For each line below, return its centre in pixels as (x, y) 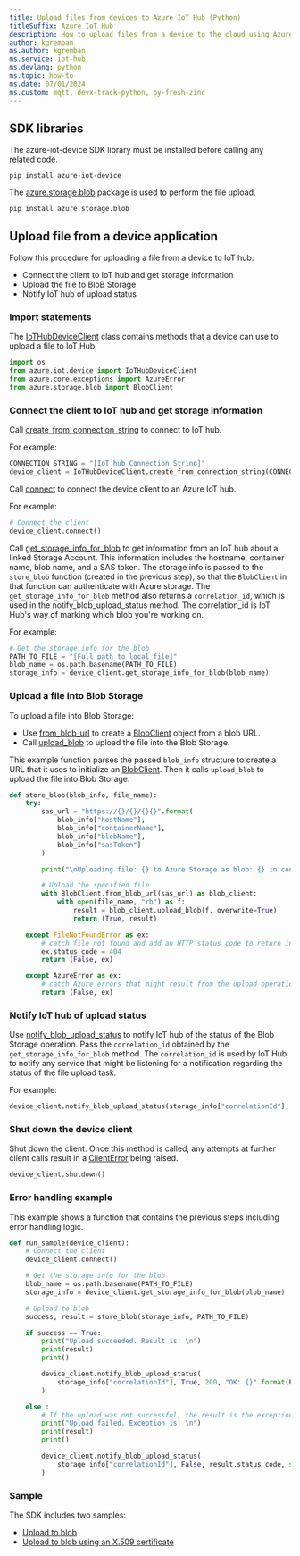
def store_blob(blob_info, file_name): (83, 795)
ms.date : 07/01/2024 (48, 84)
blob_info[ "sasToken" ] (99, 845)
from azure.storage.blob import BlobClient (92, 388)
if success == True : (63, 1333)
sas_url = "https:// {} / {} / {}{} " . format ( (117, 812)
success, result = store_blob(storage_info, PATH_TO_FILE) (137, 1316)
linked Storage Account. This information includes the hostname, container (147, 557)
